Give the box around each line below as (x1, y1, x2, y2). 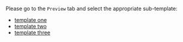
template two (14, 23, 47, 30)
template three (14, 29, 51, 36)
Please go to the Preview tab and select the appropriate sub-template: (5, 5, 178, 12)
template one (14, 17, 47, 23)
